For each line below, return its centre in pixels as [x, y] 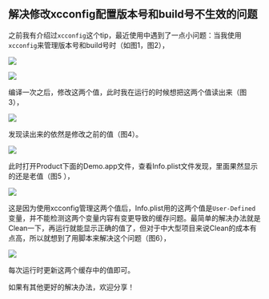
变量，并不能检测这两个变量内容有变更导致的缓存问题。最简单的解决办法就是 [134, 217]
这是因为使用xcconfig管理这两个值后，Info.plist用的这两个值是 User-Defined [132, 208]
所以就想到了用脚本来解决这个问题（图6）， [100, 237]
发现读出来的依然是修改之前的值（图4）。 [76, 134]
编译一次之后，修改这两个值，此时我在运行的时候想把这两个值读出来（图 [127, 92]
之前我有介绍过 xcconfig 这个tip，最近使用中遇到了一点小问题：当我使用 [125, 35]
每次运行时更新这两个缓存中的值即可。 [71, 269]
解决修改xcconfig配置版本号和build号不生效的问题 [133, 14]
